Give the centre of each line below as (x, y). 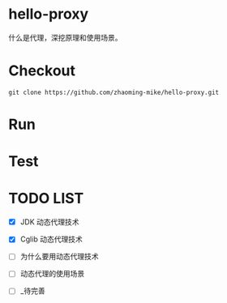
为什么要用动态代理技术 (59, 257)
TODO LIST (46, 198)
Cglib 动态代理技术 (51, 239)
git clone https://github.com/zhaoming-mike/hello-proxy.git (114, 92)
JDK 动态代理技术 (49, 222)
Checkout (42, 71)
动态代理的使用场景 (52, 274)
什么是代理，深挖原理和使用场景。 (65, 37)
